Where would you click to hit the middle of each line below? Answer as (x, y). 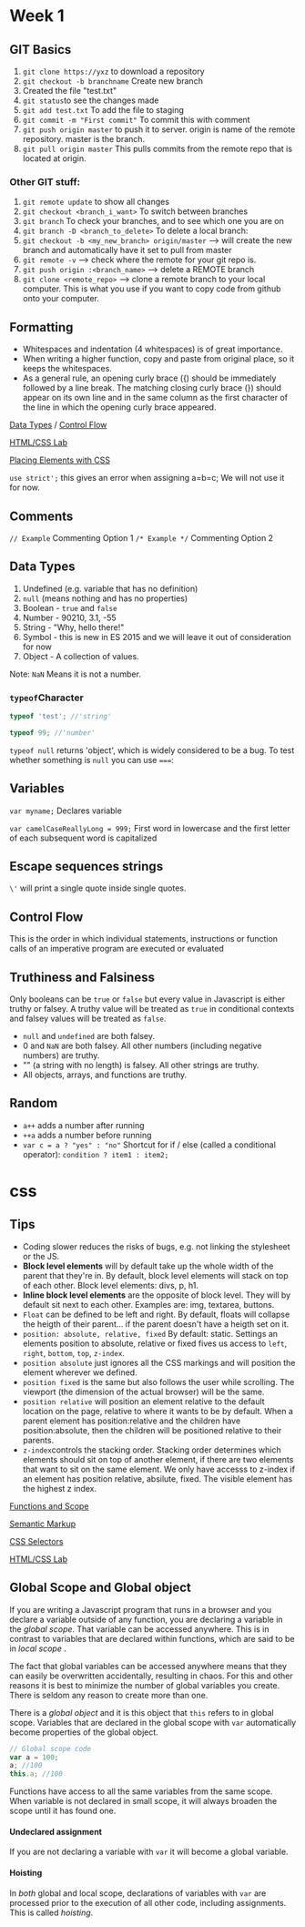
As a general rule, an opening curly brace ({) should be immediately (149, 378)
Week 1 (37, 16)
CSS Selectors (36, 1541)
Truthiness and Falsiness (82, 977)
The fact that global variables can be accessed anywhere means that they (148, 1666)
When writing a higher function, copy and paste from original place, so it (158, 359)
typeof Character (46, 698)
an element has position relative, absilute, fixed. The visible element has (158, 1478)
